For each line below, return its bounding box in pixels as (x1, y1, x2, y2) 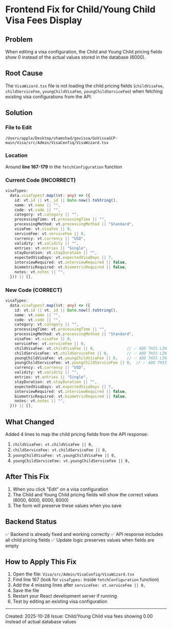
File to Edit (5, 124, 32, 131)
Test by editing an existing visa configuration (12, 598, 107, 605)
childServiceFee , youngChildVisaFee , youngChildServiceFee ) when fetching (5, 88, 163, 94)
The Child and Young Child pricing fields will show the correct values (12, 491, 159, 497)
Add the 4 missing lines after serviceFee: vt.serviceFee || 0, (12, 582, 146, 588)
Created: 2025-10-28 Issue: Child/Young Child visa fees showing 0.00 (5, 613, 153, 619)
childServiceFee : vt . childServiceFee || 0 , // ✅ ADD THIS (14, 351, 158, 356)
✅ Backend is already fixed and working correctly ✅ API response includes (5, 531, 163, 537)
